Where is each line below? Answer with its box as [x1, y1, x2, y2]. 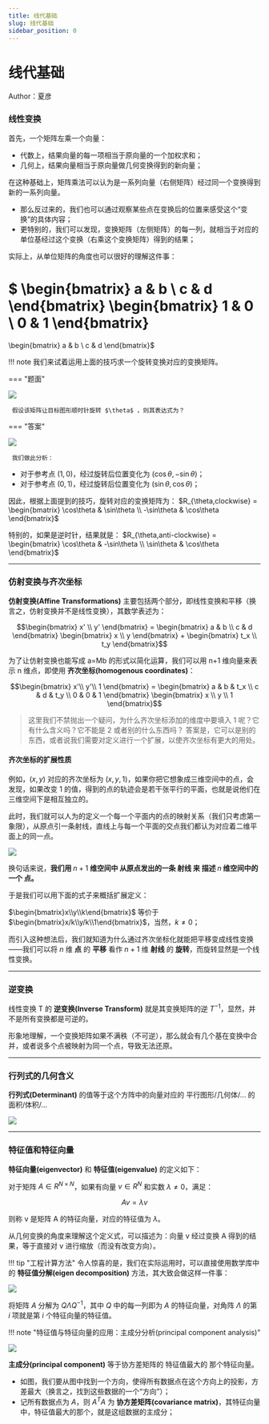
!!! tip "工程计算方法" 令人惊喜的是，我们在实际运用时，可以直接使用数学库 [8, 1258, 253, 1268]
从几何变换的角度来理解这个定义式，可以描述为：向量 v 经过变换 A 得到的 [8, 1231, 250, 1241]
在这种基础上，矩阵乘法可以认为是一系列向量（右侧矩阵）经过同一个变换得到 [8, 177, 261, 187]
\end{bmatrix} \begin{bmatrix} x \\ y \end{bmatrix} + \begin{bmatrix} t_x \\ [11, 630, 258, 640]
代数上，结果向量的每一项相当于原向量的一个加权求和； [19, 150, 203, 160]
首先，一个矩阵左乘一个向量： [8, 133, 106, 142]
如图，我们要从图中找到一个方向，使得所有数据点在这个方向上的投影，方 [19, 1376, 259, 1386]
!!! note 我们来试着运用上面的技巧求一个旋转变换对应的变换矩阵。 [8, 357, 223, 367]
